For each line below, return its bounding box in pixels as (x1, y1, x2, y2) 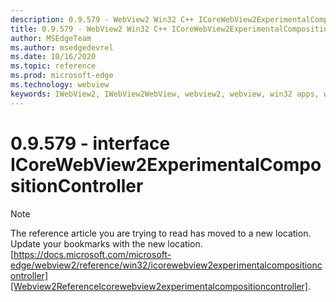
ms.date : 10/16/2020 (10, 52, 97, 62)
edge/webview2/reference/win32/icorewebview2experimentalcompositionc (10, 259, 323, 271)
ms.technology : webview (10, 80, 110, 90)
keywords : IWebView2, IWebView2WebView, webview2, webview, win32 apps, (10, 89, 320, 99)
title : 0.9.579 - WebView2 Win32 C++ (10, 24, 168, 34)
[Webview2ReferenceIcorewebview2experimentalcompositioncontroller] (10, 280, 308, 292)
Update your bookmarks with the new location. (10, 237, 203, 250)
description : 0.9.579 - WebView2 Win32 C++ (10, 14, 195, 25)
